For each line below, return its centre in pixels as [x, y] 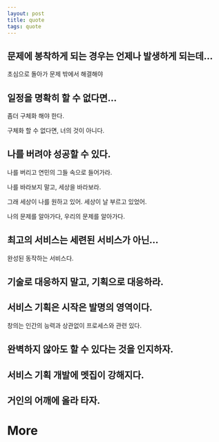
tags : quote [24, 26]
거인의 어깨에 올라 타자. [54, 401]
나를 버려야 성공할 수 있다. [59, 154]
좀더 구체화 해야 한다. [36, 116]
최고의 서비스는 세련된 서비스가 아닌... [83, 240]
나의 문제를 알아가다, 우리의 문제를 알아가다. [66, 216]
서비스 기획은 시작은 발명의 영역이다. [80, 308]
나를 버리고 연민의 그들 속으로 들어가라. [60, 172]
